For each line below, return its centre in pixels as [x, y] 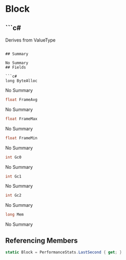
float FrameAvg [21, 100]
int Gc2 [14, 196]
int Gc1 [14, 176]
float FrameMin [21, 138]
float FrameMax [21, 119]
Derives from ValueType [31, 40]
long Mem [15, 215]
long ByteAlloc [21, 81]
